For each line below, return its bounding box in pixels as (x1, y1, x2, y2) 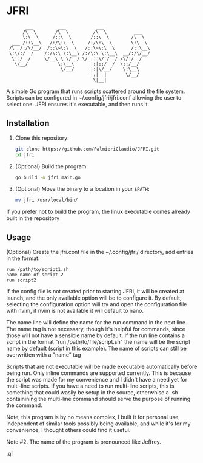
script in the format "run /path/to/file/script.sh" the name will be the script (6, 338, 191, 346)
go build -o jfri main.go (15, 174, 81, 180)
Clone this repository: (15, 134, 69, 142)
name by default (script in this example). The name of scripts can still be (6, 345, 187, 352)
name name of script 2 (6, 272, 64, 278)
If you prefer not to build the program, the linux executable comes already (6, 208, 191, 216)
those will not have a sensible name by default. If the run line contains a (6, 332, 185, 339)
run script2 (6, 277, 36, 283)
